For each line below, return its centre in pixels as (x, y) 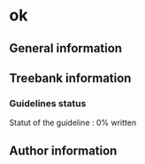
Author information (63, 150)
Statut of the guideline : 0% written (73, 123)
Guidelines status (48, 103)
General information (65, 48)
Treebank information (70, 78)
